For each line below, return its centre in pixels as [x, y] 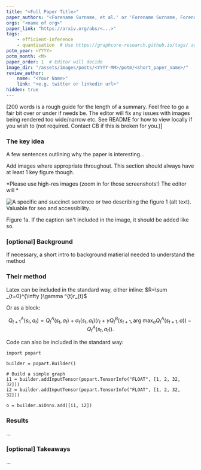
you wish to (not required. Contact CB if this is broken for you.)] [84, 126]
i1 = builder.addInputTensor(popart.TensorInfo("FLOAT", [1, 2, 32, [93, 379]
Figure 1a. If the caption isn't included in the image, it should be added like [98, 220]
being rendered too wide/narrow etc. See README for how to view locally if [99, 119]
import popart [24, 353]
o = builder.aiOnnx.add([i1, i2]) [49, 405]
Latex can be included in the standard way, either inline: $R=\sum [87, 289]
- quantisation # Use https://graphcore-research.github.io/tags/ [103, 46]
